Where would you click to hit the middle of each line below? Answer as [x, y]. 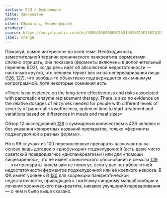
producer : [15, 28]
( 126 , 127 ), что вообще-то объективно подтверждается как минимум [78, 78]
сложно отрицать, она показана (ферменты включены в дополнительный [83, 62]
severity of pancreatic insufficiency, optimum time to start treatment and [79, 108]
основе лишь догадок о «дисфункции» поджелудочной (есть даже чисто [83, 149]
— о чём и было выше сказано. [39, 191]
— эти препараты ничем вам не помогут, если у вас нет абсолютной [79, 165]
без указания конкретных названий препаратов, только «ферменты [77, 129]
